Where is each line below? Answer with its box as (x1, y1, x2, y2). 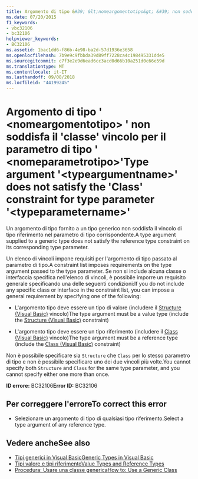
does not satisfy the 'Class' (6, 180, 143, 194)
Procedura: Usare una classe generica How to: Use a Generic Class (14, 466, 178, 473)
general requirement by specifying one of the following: (6, 292, 141, 299)
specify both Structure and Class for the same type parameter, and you (6, 364, 180, 371)
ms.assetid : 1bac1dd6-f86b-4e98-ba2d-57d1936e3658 (6, 47, 133, 53)
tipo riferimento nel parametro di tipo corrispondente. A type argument (6, 231, 176, 238)
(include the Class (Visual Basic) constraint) (14, 340, 121, 348)
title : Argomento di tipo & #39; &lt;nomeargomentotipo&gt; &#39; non (6, 8, 181, 15)
